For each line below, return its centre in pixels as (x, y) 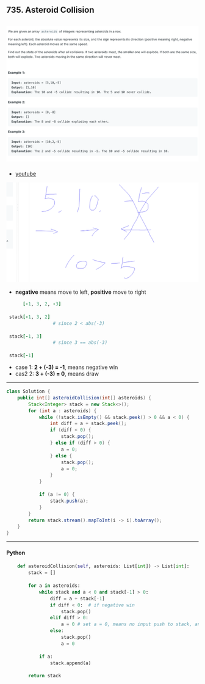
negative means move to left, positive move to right (81, 292)
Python (16, 553)
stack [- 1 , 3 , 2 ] (30, 317)
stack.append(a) (70, 663)
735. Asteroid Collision (50, 10)
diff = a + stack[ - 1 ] (77, 598)
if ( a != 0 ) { (57, 495)
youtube (26, 173)
